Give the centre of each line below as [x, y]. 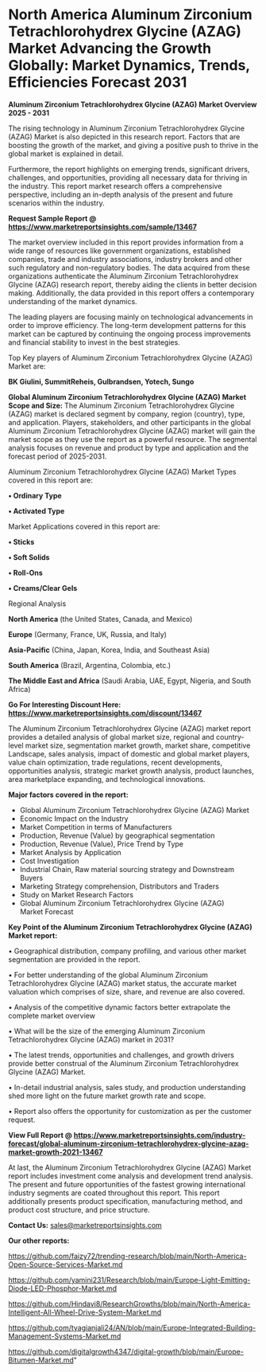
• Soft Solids [29, 557]
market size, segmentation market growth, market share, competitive [138, 745]
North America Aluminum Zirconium [130, 15]
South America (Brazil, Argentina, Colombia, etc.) [90, 665]
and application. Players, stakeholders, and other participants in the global [130, 422]
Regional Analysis [37, 604]
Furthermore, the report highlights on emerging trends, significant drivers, [129, 169]
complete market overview [52, 1015]
